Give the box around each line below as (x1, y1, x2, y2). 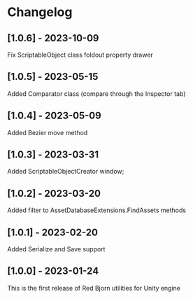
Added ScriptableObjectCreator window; (7, 167, 124, 176)
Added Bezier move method (7, 128, 88, 137)
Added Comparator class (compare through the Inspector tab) (7, 89, 186, 98)
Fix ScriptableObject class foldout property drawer (7, 50, 154, 59)
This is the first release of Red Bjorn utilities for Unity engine (7, 284, 180, 292)
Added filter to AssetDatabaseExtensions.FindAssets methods (7, 206, 187, 214)
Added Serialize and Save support (7, 245, 106, 253)
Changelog (7, 4, 73, 20)
